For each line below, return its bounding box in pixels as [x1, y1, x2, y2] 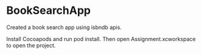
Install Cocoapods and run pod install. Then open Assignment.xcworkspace [6, 35, 196, 42]
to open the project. [6, 42, 56, 49]
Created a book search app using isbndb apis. [6, 24, 122, 31]
